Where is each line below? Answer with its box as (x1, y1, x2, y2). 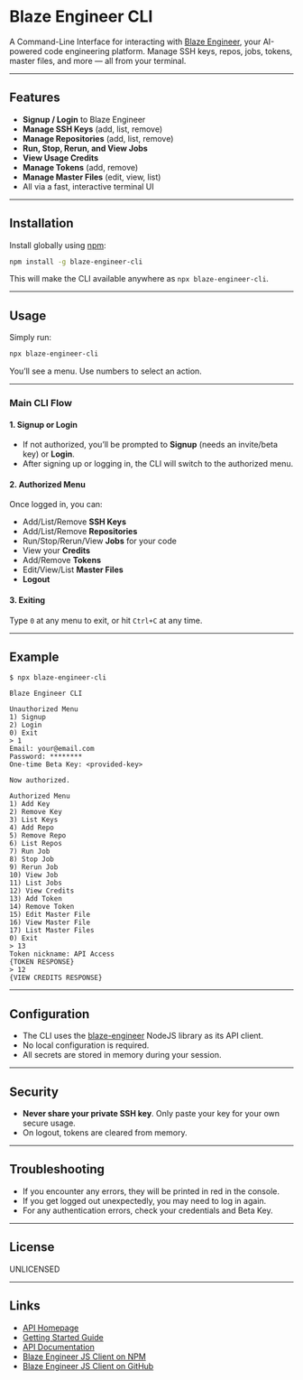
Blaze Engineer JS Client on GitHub (22, 1360, 154, 1371)
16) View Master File (9, 918, 91, 927)
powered (9, 45, 42, 56)
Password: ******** (9, 752, 83, 762)
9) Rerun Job (9, 863, 59, 872)
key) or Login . (22, 449, 75, 459)
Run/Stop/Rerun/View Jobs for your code (22, 535, 178, 547)
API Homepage (22, 1322, 79, 1333)
